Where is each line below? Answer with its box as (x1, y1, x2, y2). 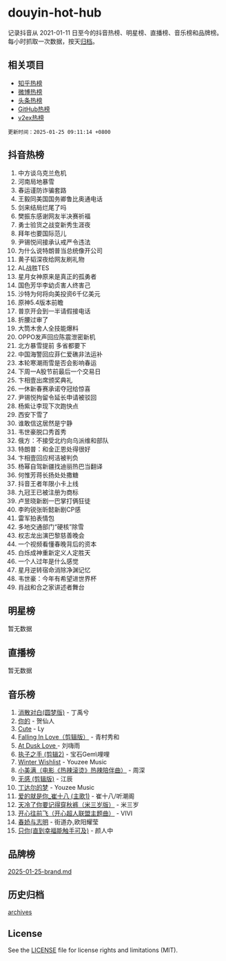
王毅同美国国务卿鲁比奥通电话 (17, 195, 103, 203)
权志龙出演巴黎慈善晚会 (17, 531, 85, 539)
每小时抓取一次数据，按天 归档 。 (8, 37, 99, 46)
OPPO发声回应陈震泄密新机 (17, 333, 96, 341)
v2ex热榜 (17, 113, 44, 122)
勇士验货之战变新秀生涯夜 (17, 220, 91, 229)
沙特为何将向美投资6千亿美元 (17, 289, 101, 298)
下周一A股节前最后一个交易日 (17, 367, 101, 376)
